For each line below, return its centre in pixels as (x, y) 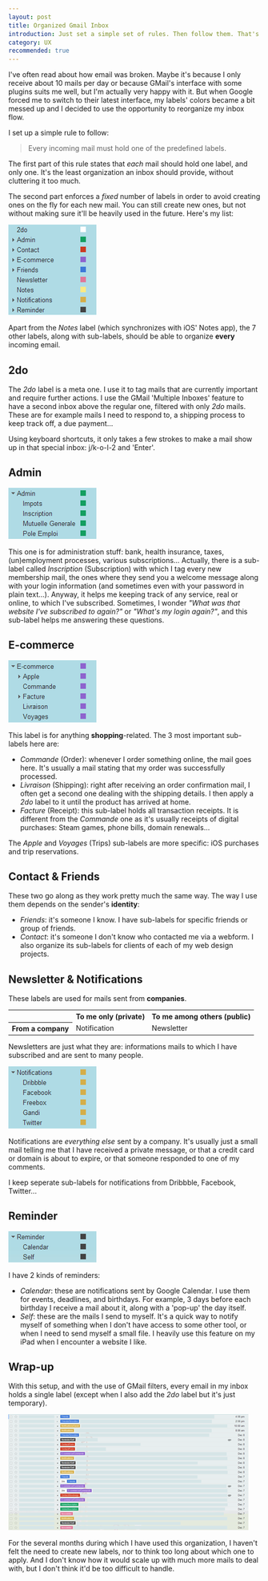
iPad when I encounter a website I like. (83, 1342)
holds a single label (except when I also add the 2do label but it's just (122, 1395)
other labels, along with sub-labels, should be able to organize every (122, 336)
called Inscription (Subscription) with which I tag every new (124, 569)
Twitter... (23, 1190)
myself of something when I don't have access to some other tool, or (133, 1324)
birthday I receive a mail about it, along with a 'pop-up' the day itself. (133, 1307)
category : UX (30, 43)
